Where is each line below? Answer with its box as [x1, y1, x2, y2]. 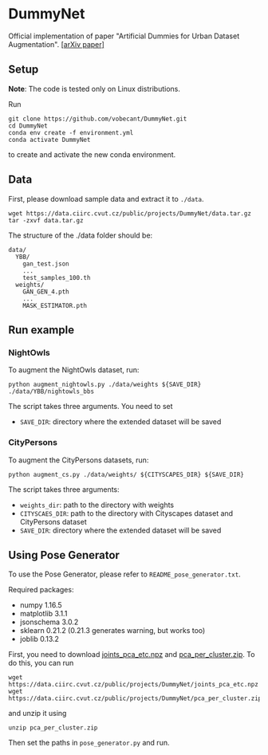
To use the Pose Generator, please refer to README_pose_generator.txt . [8, 569, 241, 579]
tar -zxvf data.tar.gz [8, 216, 84, 224]
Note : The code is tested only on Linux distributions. [8, 84, 181, 93]
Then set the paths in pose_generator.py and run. [8, 738, 170, 748]
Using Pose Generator [8, 548, 120, 562]
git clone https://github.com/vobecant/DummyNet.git [8, 115, 187, 123]
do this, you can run [8, 659, 74, 668]
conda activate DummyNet [8, 136, 91, 144]
